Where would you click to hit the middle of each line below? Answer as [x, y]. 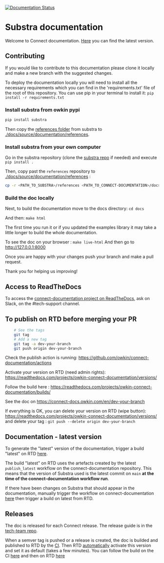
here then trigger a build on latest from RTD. [49, 499]
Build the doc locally [30, 198]
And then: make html [25, 218]
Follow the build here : [27, 387]
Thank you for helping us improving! [41, 271]
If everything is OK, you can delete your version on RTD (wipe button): [76, 411]
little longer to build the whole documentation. [51, 233]
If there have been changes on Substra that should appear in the [70, 488]
